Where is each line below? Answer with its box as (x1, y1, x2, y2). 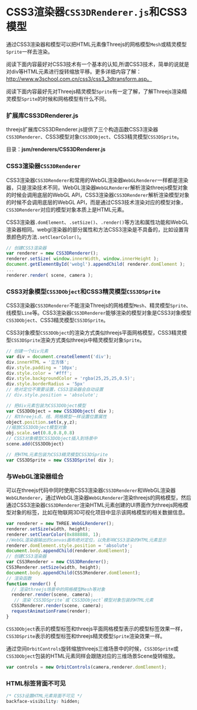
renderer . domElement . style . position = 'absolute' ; (6, 543, 133, 549)
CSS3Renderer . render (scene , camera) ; (11, 603, 104, 609)
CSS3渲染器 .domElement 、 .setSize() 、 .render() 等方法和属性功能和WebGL (6, 219, 189, 226)
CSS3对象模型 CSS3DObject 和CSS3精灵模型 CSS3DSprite (6, 287, 161, 295)
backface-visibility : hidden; (6, 698, 81, 704)
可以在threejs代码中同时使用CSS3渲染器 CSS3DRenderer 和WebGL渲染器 (6, 487, 176, 494)
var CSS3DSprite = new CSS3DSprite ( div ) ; (6, 457, 115, 463)
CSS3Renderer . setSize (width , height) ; (6, 564, 101, 570)
